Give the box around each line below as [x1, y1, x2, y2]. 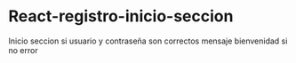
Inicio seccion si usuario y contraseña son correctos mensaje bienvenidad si [8, 35, 288, 46]
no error [8, 44, 38, 55]
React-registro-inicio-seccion [8, 6, 234, 27]
